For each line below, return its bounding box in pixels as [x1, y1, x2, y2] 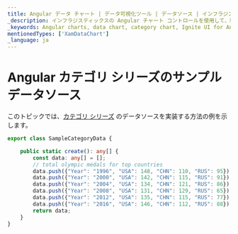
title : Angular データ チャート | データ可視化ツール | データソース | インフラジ [7, 10, 229, 18]
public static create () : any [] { [20, 147, 119, 155]
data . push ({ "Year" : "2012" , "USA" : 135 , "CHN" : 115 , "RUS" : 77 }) [33, 194, 230, 201]
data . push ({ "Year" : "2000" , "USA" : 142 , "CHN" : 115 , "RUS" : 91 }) [33, 174, 230, 182]
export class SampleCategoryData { [7, 135, 113, 143]
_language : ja [7, 37, 50, 44]
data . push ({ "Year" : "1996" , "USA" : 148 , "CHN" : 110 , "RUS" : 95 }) [33, 167, 230, 174]
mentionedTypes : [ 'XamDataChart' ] [7, 30, 110, 38]
